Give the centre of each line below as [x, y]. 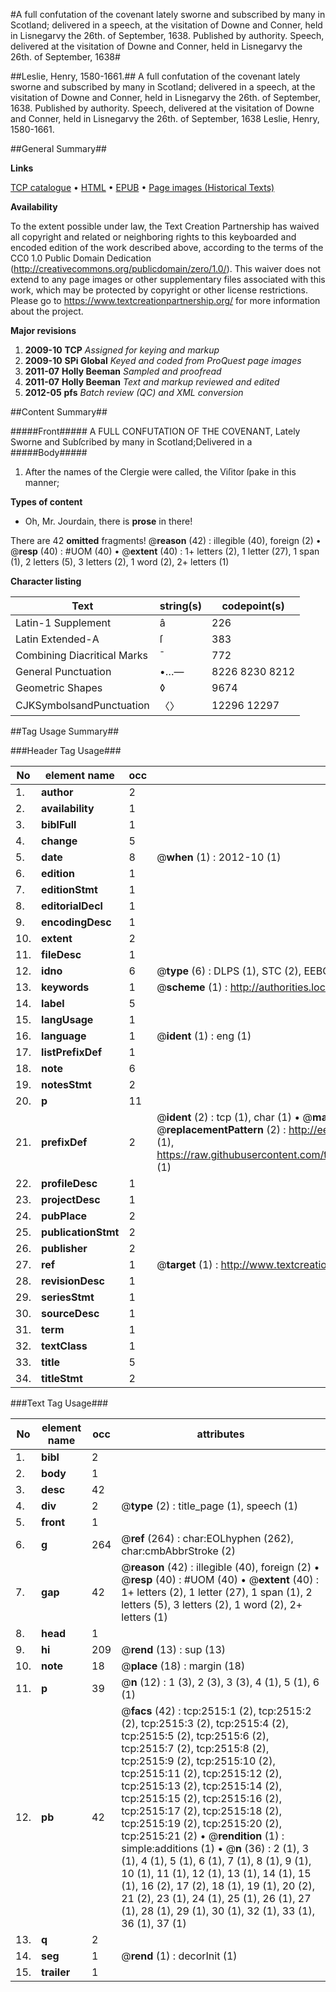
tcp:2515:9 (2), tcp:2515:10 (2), [198, 1761]
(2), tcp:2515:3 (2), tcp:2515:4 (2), [205, 1723]
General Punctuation [63, 671]
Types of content [46, 502]
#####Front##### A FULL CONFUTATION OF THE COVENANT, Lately [155, 431]
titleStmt [62, 1378]
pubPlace [64, 1216]
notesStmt [66, 1084]
